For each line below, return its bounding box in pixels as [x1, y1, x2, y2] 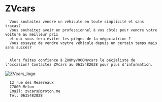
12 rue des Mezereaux [9, 80, 54, 85]
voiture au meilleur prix [5, 32, 58, 37]
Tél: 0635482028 [9, 93, 43, 98]
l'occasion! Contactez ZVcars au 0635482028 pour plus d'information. [5, 62, 153, 67]
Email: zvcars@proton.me [9, 89, 61, 94]
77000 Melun [9, 84, 34, 89]
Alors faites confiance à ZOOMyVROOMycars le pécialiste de [9, 57, 135, 63]
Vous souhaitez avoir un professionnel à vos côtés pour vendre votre [9, 27, 158, 32]
